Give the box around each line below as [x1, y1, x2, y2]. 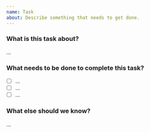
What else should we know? [6, 107, 91, 116]
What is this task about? [6, 35, 79, 43]
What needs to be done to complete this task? [6, 63, 145, 72]
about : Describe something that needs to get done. [6, 15, 140, 21]
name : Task [6, 9, 34, 15]
